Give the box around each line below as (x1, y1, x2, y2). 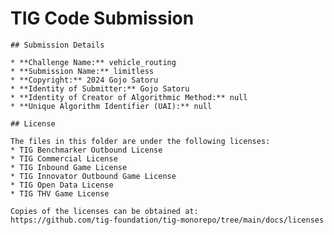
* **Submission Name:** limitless (10, 66, 155, 76)
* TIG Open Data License (10, 180, 114, 190)
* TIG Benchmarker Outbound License (10, 145, 163, 155)
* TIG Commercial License (10, 153, 118, 164)
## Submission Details (10, 40, 105, 50)
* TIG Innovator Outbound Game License (10, 171, 177, 181)
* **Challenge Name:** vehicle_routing (10, 57, 177, 67)
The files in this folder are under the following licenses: (10, 136, 271, 146)
